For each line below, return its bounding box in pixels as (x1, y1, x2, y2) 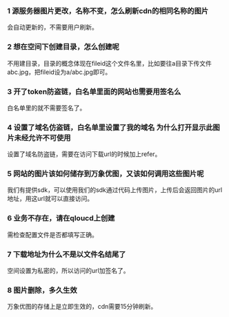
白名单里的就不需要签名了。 (7, 104, 86, 112)
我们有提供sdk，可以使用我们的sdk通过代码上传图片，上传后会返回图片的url (7, 186, 223, 194)
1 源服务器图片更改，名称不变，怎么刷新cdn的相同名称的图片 (7, 6, 209, 15)
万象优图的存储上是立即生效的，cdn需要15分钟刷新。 (7, 302, 157, 311)
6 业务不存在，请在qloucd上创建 (7, 213, 115, 223)
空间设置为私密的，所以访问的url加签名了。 (7, 267, 130, 275)
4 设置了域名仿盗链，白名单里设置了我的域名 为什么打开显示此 (7, 122, 213, 132)
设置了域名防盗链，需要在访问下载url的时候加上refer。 (7, 150, 161, 158)
